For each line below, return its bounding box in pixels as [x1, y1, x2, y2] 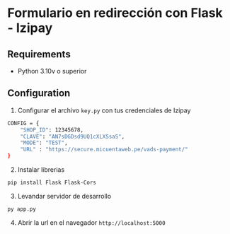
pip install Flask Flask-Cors [7, 179, 97, 187]
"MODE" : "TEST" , [20, 139, 69, 146]
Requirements [7, 48, 71, 60]
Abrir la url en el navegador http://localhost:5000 [17, 218, 166, 227]
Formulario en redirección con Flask [7, 5, 223, 21]
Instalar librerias [17, 165, 65, 174]
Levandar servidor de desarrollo [17, 192, 112, 200]
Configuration [7, 87, 71, 100]
